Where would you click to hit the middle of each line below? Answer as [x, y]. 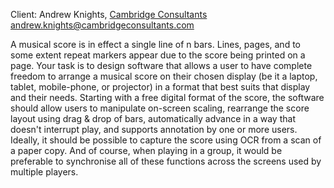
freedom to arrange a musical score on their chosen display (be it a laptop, [164, 76]
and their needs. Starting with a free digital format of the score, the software [167, 97]
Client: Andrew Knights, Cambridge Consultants [109, 14]
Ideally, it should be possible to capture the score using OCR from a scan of [166, 140]
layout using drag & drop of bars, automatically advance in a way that [153, 118]
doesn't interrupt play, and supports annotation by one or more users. [154, 129]
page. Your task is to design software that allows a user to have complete [161, 65]
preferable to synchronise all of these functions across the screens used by [166, 161]
